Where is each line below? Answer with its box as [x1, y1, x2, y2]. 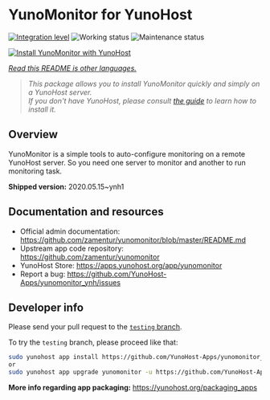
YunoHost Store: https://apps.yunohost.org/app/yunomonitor [19, 260, 223, 270]
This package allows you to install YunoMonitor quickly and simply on [27, 79, 260, 88]
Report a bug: [19, 269, 66, 279]
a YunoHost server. [27, 87, 92, 97]
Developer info [8, 300, 84, 314]
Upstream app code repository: [19, 243, 125, 253]
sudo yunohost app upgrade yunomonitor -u [8, 368, 153, 377]
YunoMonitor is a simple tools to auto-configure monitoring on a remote [8, 149, 246, 158]
